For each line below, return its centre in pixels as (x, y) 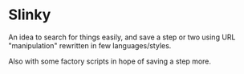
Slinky (30, 15)
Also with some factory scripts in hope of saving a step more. (110, 61)
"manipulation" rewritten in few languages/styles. (90, 45)
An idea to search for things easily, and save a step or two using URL (122, 37)
